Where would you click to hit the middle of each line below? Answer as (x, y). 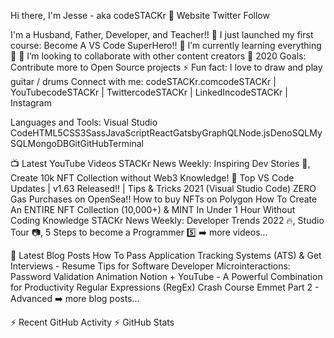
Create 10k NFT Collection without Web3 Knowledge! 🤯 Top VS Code (152, 178)
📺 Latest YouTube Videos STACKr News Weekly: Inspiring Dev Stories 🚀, (160, 163)
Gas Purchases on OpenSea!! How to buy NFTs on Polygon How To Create (164, 199)
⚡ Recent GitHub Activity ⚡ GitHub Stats (92, 322)
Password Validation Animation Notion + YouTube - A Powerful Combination (166, 276)
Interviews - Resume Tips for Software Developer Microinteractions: (150, 266)
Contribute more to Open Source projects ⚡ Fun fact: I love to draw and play (166, 67)
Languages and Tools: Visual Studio (84, 122)
